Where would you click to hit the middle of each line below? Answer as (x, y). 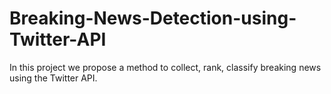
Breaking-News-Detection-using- (153, 18)
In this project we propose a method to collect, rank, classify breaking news (165, 67)
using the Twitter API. (53, 78)
